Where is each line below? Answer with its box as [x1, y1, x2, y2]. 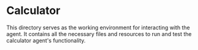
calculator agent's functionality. [6, 37, 86, 44]
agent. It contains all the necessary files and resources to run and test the [6, 30, 192, 37]
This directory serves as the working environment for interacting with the [6, 24, 191, 31]
